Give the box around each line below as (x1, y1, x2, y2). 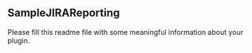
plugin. (7, 36, 30, 45)
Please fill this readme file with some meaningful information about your (7, 27, 244, 36)
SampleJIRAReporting (7, 6, 120, 20)
